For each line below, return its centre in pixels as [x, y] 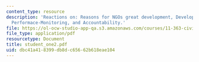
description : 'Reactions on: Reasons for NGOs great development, [90, 17]
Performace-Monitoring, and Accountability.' [69, 22]
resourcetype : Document [36, 39]
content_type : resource [36, 12]
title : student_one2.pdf [37, 45]
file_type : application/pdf [41, 34]
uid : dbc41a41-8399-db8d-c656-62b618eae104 [61, 50]
